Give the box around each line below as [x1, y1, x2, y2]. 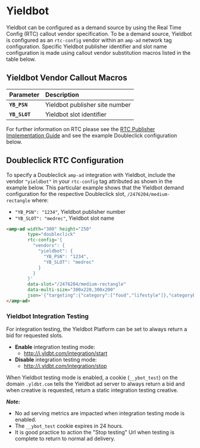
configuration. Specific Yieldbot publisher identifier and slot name [6, 43, 168, 50]
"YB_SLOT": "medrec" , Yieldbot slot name [14, 214, 115, 222]
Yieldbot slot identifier [45, 110, 107, 119]
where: [32, 197, 49, 204]
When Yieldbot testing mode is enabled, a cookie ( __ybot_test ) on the [6, 374, 178, 381]
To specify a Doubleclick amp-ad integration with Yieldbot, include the [6, 171, 176, 178]
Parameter [9, 91, 40, 99]
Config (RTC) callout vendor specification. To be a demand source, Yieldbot [6, 30, 192, 37]
